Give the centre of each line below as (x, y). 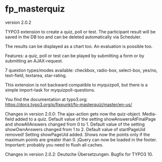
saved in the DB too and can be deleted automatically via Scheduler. (73, 37)
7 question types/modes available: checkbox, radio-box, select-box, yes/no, (81, 70)
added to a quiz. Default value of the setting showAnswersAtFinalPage (85, 119)
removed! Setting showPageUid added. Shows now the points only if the (78, 134)
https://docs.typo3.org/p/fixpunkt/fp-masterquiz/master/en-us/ (69, 104)
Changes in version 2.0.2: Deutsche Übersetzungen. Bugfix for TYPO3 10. (79, 154)
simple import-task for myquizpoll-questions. (50, 90)
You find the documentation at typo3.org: (46, 99)
